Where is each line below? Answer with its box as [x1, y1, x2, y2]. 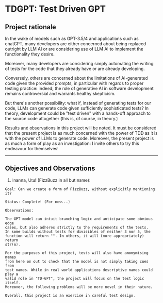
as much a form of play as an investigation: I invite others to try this [5, 141, 139, 146]
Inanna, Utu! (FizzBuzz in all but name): [12, 177, 91, 183]
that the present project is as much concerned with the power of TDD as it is [5, 130, 158, 136]
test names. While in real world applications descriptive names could [5, 267, 153, 272]
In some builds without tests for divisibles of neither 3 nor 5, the [5, 229, 151, 234]
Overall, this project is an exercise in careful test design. [5, 293, 136, 298]
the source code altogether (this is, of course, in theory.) [5, 116, 118, 121]
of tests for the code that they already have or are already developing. [5, 66, 145, 71]
